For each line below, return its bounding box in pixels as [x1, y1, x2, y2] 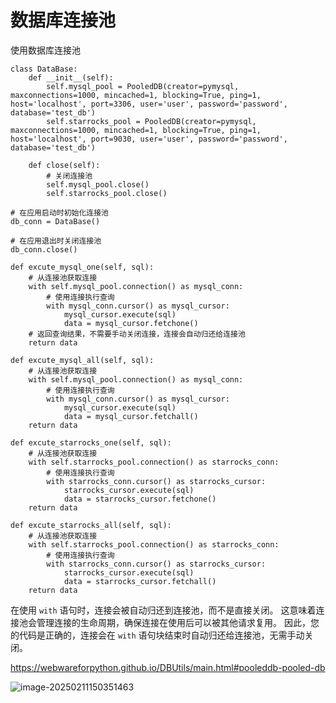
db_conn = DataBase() [10, 216, 101, 226]
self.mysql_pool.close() [46, 179, 150, 190]
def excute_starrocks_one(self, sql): [10, 437, 172, 448]
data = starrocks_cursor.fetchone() [63, 494, 217, 504]
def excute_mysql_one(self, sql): [10, 262, 155, 272]
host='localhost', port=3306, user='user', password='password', [10, 99, 288, 109]
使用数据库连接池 [10, 44, 81, 56]
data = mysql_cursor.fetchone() [63, 318, 199, 328]
